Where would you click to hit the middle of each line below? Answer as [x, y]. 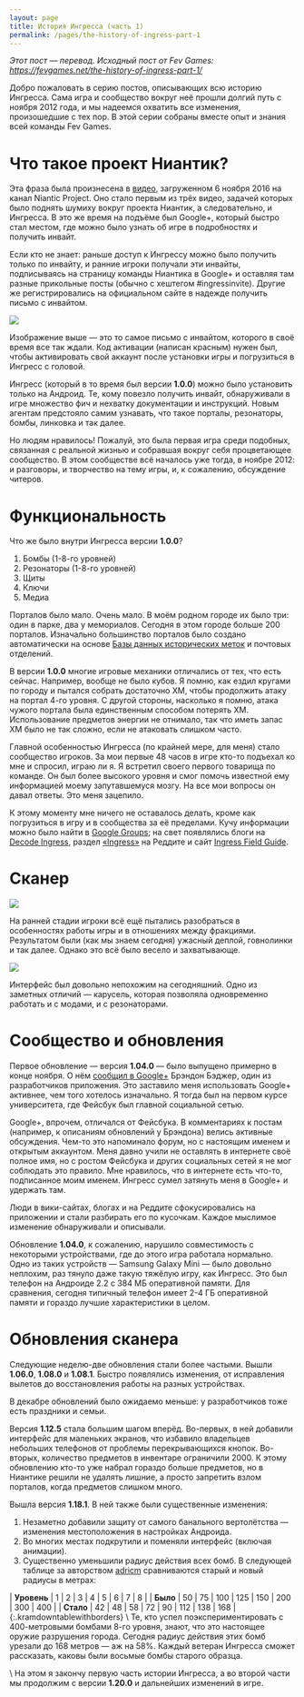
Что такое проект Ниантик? [119, 163]
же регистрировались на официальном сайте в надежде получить [138, 293]
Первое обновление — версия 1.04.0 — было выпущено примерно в [143, 1066]
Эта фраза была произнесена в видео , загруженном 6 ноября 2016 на [146, 188]
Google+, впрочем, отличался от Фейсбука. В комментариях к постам [146, 1122]
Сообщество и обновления [117, 1040]
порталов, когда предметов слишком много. [96, 1487]
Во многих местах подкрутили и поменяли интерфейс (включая [147, 1541]
